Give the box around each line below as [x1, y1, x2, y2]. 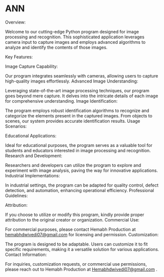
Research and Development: [5, 153, 62, 159]
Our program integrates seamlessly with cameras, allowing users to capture [5, 73, 159, 79]
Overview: [5, 19, 26, 25]
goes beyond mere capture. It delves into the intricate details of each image [5, 93, 159, 99]
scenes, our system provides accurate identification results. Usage [5, 118, 140, 124]
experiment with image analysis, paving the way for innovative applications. [5, 167, 158, 173]
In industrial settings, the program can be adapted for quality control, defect [5, 182, 159, 188]
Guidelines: [5, 193, 28, 198]
